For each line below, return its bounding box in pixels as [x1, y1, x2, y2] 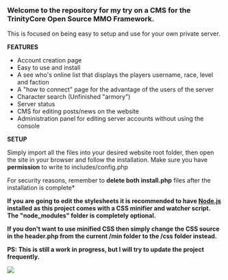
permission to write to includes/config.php [7, 163, 129, 172]
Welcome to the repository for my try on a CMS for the [7, 5, 191, 15]
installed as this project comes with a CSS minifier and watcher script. [7, 205, 211, 213]
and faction [16, 78, 49, 86]
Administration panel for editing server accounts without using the [16, 115, 204, 123]
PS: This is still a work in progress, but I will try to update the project [7, 246, 204, 254]
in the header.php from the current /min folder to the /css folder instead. [7, 232, 218, 240]
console [16, 122, 40, 130]
